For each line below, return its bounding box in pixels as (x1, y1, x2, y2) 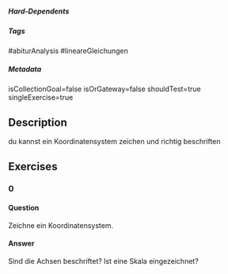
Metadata (8, 64, 42, 74)
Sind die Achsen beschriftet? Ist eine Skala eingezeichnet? (8, 256, 199, 265)
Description (8, 116, 67, 129)
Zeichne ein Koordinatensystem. (8, 220, 113, 230)
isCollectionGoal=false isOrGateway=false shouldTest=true (8, 84, 201, 94)
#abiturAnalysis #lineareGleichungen (8, 46, 129, 55)
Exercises (8, 159, 58, 173)
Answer (8, 238, 35, 249)
